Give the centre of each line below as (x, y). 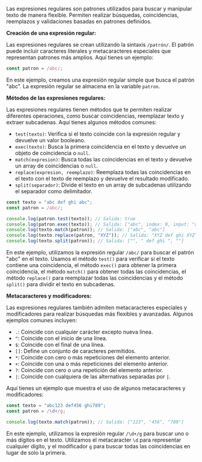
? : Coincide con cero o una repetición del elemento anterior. (89, 370)
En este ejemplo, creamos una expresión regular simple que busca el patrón (100, 80)
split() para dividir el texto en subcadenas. (61, 284)
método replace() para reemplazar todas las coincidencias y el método (95, 278)
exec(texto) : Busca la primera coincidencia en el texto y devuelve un (100, 146)
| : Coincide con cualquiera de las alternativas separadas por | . (93, 376)
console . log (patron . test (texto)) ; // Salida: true (71, 218)
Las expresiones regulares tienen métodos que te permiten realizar (89, 109)
